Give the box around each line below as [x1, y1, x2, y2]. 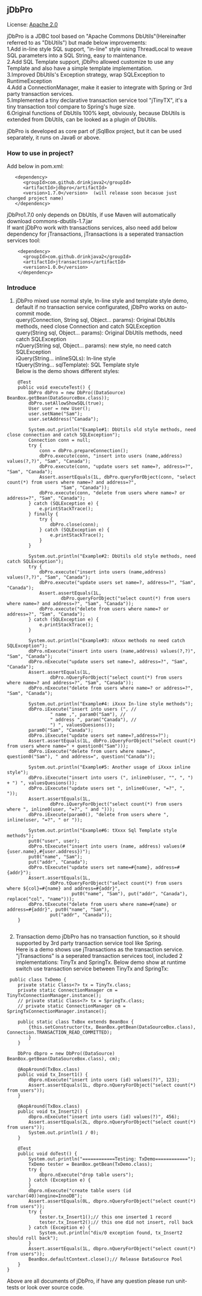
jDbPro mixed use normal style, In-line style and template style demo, [15, 297, 189, 304]
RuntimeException [7, 77, 52, 84]
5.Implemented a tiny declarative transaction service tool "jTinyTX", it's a [7, 96, 188, 104]
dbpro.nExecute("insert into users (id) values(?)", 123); [28, 1077, 180, 1083]
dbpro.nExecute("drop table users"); [39, 1172, 134, 1178]
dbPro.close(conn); [49, 521, 99, 528]
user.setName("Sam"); [28, 411, 83, 417]
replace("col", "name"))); [7, 896, 75, 902]
